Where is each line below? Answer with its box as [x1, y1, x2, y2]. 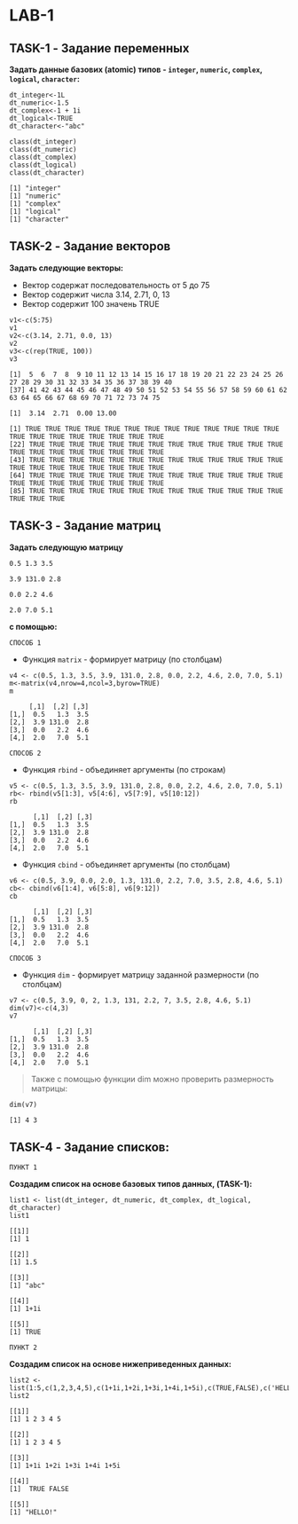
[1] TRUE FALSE [9, 1485, 69, 1494]
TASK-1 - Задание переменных [9, 41, 190, 56]
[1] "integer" [9, 184, 62, 192]
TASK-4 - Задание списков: [9, 1140, 170, 1155]
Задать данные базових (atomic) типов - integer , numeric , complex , [9, 64, 263, 75]
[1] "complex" [9, 200, 62, 208]
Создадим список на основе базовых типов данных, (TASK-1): [9, 1179, 253, 1190]
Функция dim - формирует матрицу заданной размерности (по [21, 969, 260, 980]
